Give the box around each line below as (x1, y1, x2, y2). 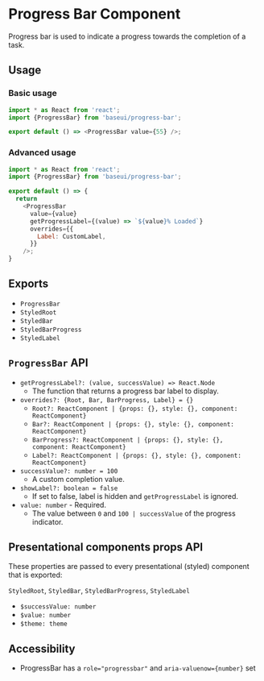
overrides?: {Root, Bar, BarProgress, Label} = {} (19, 396, 194, 404)
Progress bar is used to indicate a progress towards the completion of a (8, 31, 246, 41)
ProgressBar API (8, 356, 89, 370)
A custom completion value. (31, 474, 125, 484)
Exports (8, 277, 49, 291)
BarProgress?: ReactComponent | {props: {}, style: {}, (31, 436, 224, 444)
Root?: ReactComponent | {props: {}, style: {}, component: (31, 405, 238, 413)
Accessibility (8, 642, 76, 655)
